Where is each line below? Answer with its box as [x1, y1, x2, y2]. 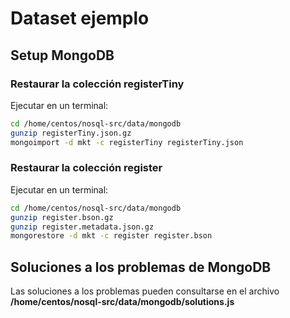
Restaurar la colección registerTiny [10, 77, 185, 91]
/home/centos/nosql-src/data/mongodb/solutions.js [10, 296, 235, 308]
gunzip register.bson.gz [10, 212, 114, 222]
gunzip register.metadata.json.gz [10, 222, 155, 232]
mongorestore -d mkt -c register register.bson [10, 231, 213, 241]
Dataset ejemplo [10, 7, 150, 30]
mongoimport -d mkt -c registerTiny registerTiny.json [10, 137, 244, 147]
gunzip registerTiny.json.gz [10, 128, 132, 138]
